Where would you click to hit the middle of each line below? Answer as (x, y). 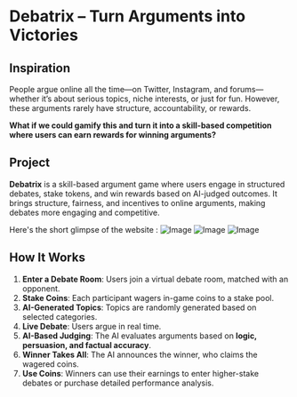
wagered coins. (51, 364)
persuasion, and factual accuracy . (86, 345)
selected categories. (60, 316)
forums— (247, 89)
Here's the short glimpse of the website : (84, 229)
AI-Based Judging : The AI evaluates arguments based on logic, (140, 336)
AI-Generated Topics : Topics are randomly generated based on (139, 307)
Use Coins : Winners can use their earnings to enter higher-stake (140, 373)
